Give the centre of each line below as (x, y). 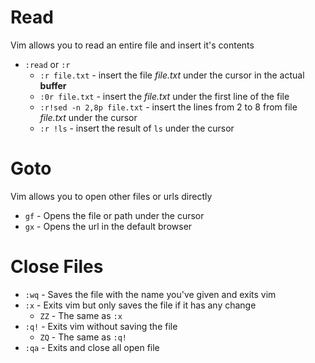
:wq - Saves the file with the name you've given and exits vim (150, 294)
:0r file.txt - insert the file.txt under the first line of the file (164, 96)
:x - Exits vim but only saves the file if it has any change (140, 305)
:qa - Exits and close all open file (92, 347)
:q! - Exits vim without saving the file (101, 326)
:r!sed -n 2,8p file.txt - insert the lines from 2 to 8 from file (168, 107)
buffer (53, 85)
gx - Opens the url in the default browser (108, 226)
